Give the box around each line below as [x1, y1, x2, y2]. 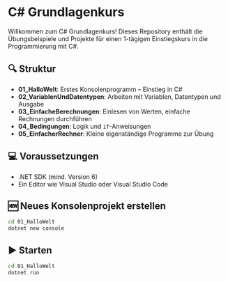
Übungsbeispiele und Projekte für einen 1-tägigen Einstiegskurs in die [8, 34, 208, 42]
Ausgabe [17, 100, 45, 108]
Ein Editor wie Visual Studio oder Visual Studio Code [17, 180, 168, 188]
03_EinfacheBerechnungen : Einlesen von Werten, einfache [17, 107, 190, 116]
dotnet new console [8, 225, 65, 232]
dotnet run [8, 269, 40, 276]
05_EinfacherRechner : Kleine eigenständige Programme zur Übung [17, 130, 214, 138]
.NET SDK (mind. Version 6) [17, 172, 98, 181]
